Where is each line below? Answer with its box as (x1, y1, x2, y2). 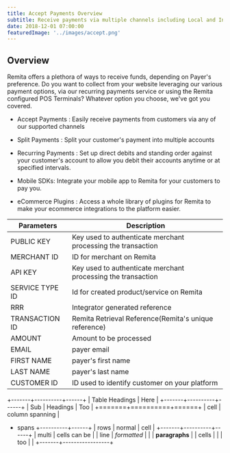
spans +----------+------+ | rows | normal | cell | (16, 424, 155, 432)
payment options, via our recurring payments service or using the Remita (7, 87, 214, 96)
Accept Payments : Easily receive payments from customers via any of (16, 115, 216, 123)
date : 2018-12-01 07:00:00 (7, 23, 84, 29)
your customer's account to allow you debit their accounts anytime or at (16, 156, 220, 164)
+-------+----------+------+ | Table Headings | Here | (7, 395, 159, 404)
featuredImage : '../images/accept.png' (7, 29, 121, 36)
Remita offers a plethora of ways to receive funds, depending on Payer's (7, 73, 212, 81)
